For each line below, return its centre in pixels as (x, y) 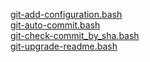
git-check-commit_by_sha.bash (75, 35)
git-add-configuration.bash (66, 14)
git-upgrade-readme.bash (64, 46)
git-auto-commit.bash (55, 25)
